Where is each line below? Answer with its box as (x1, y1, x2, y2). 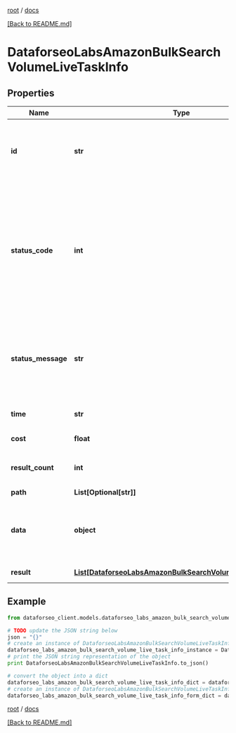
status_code (11, 246, 53, 255)
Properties (7, 87, 55, 99)
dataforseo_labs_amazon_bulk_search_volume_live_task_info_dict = (7, 679, 206, 686)
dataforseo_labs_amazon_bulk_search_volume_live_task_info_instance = (7, 646, 218, 654)
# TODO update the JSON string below (7, 627, 118, 634)
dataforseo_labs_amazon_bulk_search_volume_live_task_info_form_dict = (7, 692, 221, 699)
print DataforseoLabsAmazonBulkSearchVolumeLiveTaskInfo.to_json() (7, 660, 209, 667)
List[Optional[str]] (74, 487, 136, 497)
